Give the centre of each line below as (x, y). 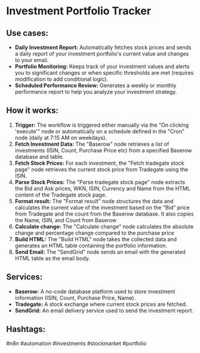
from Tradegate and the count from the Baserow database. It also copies (104, 214)
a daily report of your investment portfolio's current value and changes (102, 54)
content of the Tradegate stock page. (61, 195)
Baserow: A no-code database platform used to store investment (95, 291)
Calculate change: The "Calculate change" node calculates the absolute (104, 226)
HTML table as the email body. (53, 258)
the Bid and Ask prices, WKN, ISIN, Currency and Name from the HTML (102, 188)
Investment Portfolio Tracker (79, 11)
